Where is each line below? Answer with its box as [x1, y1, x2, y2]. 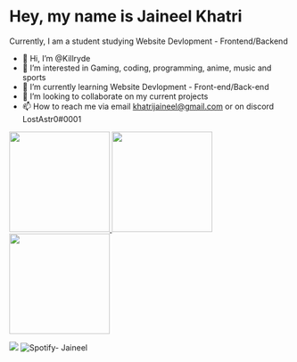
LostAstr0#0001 [21, 113, 82, 124]
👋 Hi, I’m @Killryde [21, 53, 91, 63]
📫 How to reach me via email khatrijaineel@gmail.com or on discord [21, 101, 275, 111]
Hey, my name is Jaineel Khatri [9, 6, 243, 27]
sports [21, 71, 46, 82]
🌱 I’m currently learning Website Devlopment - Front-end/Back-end [21, 81, 269, 92]
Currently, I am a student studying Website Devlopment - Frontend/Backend [9, 36, 288, 46]
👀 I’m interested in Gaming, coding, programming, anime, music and [21, 62, 272, 73]
